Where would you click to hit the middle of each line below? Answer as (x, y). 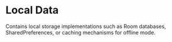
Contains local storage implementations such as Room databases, (86, 26)
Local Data (32, 10)
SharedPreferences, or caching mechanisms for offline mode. (81, 32)
